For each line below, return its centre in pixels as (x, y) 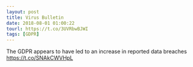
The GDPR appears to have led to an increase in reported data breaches (97, 51)
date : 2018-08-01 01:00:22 (40, 23)
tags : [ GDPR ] (23, 34)
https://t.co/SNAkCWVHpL (40, 58)
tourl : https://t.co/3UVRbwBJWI (47, 29)
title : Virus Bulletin (35, 18)
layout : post (23, 12)
